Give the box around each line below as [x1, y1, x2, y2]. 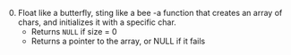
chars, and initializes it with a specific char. [17, 17, 176, 27]
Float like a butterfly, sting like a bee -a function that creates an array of [17, 8, 283, 18]
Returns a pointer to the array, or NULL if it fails [30, 35, 206, 46]
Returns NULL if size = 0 [30, 27, 118, 36]
